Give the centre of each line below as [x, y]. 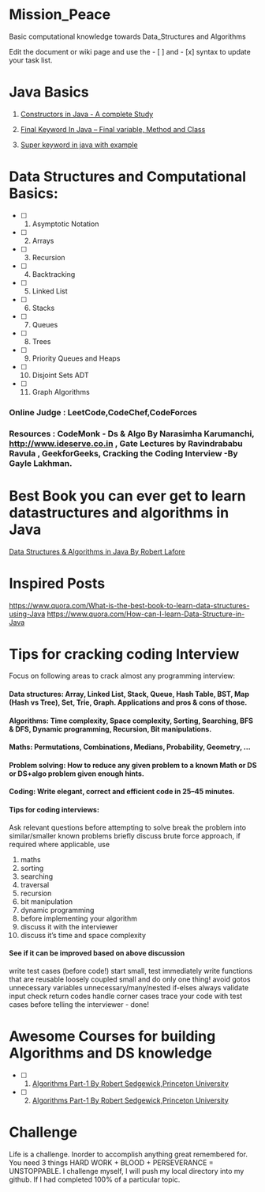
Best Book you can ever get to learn [128, 496]
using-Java [27, 614]
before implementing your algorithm [78, 918]
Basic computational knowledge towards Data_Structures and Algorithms [128, 36]
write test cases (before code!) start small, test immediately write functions [131, 971]
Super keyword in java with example [79, 145]
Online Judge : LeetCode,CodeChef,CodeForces [103, 412]
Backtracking [54, 274]
